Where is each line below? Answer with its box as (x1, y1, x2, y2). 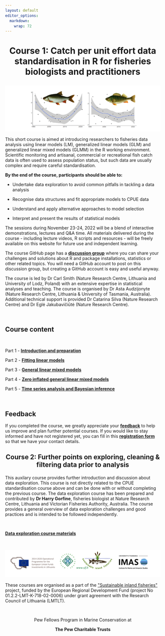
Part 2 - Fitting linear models (5, 357, 65, 363)
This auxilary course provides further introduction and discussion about (5, 475, 151, 480)
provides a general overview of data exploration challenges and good (5, 506, 146, 512)
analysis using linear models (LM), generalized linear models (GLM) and (5, 141, 151, 147)
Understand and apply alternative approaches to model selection (12, 206, 144, 212)
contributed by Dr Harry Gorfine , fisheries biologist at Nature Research (5, 495, 150, 502)
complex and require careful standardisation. (5, 162, 96, 168)
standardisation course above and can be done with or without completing (5, 485, 156, 491)
